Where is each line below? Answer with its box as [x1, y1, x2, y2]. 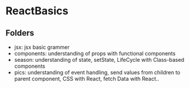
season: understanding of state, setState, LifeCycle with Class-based [14, 56, 185, 63]
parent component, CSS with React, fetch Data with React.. [14, 76, 159, 82]
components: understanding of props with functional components [14, 50, 176, 57]
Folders [5, 28, 35, 38]
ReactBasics [5, 4, 69, 18]
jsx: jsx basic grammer [14, 43, 70, 51]
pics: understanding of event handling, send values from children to [14, 69, 180, 76]
